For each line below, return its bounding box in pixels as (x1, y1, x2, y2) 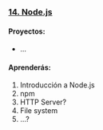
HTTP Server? (19, 97, 66, 107)
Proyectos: (8, 26, 46, 36)
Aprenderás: (8, 63, 52, 72)
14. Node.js (8, 6, 53, 18)
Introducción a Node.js (19, 80, 95, 90)
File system (19, 106, 58, 116)
